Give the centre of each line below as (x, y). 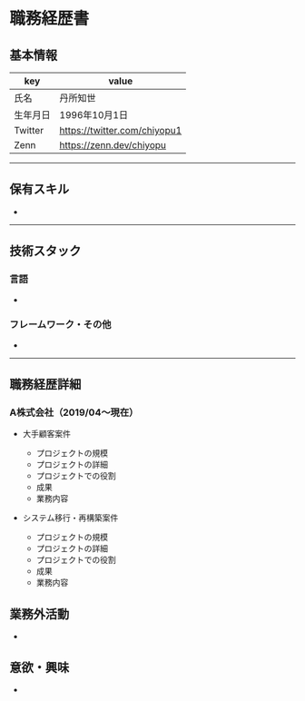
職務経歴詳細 (45, 385)
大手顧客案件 (46, 434)
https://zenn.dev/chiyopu (113, 145)
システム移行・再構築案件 (70, 518)
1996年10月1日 (94, 115)
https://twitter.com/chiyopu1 (121, 130)
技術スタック (45, 251)
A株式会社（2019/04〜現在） (74, 412)
